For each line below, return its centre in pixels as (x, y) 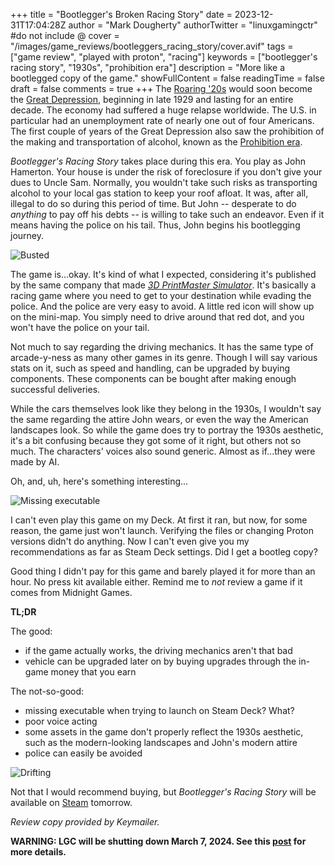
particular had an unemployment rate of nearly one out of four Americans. (162, 120)
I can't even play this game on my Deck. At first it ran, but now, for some (159, 520)
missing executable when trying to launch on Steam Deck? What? (159, 710)
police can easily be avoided (83, 753)
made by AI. (35, 462)
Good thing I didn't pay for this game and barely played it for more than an (163, 571)
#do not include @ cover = (65, 35)
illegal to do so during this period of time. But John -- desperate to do (153, 203)
